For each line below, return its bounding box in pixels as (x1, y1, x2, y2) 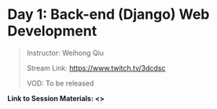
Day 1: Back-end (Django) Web (7, 5, 210, 24)
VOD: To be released (26, 78, 94, 88)
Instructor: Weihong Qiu (26, 48, 104, 57)
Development (7, 22, 97, 40)
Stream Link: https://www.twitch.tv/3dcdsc (26, 63, 166, 72)
